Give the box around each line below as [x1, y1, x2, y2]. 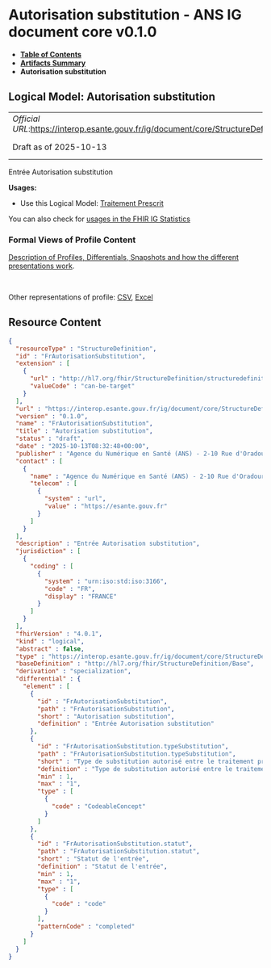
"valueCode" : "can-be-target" [29, 382, 135, 391]
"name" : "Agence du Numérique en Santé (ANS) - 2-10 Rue [29, 472, 229, 480]
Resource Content [8, 316, 102, 329]
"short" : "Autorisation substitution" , [37, 712, 175, 720]
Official [12, 113, 40, 124]
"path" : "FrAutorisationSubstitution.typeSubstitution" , [37, 749, 236, 758]
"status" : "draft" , [15, 434, 85, 443]
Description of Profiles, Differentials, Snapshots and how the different [8, 253, 240, 262]
